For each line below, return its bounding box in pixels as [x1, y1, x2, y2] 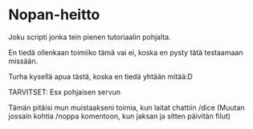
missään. [8, 56, 39, 66]
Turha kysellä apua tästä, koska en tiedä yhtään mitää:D [8, 71, 193, 81]
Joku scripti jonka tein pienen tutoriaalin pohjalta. [8, 32, 171, 42]
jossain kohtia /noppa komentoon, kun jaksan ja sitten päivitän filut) [8, 111, 231, 121]
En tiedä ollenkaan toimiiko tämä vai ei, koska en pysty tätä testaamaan [8, 47, 243, 57]
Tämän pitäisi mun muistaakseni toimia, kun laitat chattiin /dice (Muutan [8, 103, 245, 112]
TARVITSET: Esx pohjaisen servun [8, 87, 121, 97]
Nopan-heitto [8, 6, 100, 24]
